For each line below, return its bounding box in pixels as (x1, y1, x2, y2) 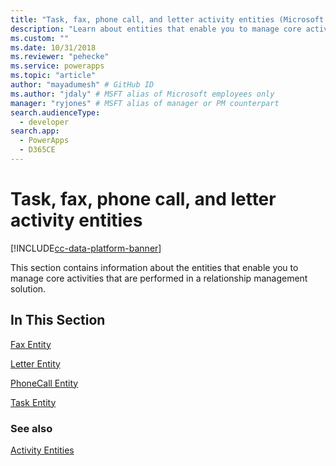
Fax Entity (10, 338, 52, 350)
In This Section (10, 312, 106, 329)
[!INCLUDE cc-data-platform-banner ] (10, 242, 162, 254)
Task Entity (10, 396, 57, 408)
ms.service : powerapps (10, 61, 105, 71)
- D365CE (19, 145, 56, 155)
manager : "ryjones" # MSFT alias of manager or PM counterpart (10, 98, 280, 108)
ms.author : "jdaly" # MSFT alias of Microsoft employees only (10, 89, 275, 99)
